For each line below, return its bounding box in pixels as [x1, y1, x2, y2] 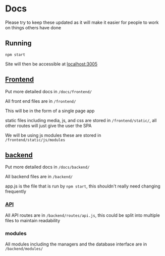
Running [5, 39, 32, 48]
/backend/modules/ [5, 246, 43, 251]
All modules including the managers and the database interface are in [5, 241, 147, 247]
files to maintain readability [5, 217, 60, 223]
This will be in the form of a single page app [5, 108, 95, 114]
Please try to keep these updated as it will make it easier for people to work [5, 19, 159, 25]
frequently [5, 189, 26, 194]
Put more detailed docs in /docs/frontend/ [5, 88, 92, 94]
